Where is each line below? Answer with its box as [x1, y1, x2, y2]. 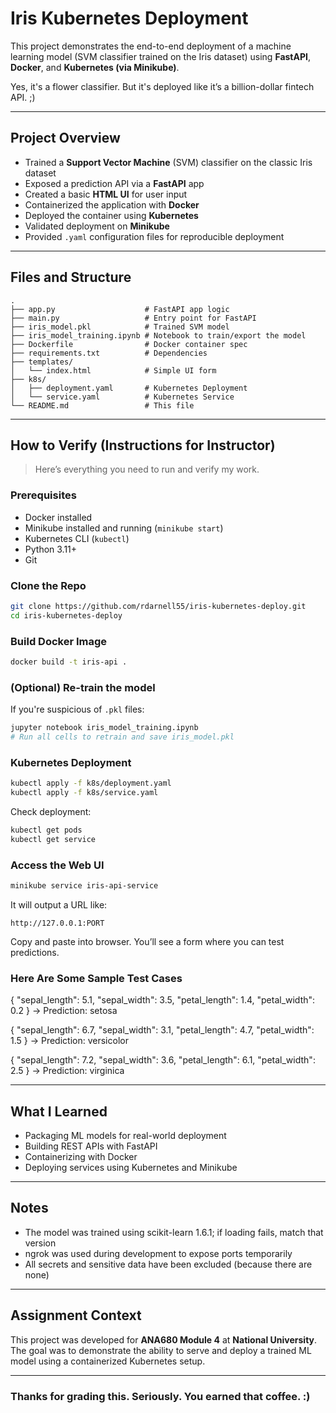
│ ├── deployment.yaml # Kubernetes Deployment [10, 383, 248, 393]
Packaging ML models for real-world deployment [24, 1130, 227, 1142]
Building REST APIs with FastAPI [24, 1140, 158, 1152]
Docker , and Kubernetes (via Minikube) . [10, 61, 180, 73]
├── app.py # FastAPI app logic [10, 304, 230, 314]
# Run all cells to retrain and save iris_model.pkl [10, 732, 235, 742]
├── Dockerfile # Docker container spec [10, 339, 248, 349]
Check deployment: [10, 805, 92, 817]
